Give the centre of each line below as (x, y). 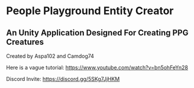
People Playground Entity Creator (90, 11)
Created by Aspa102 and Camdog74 (50, 56)
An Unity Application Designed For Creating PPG (97, 33)
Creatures (25, 42)
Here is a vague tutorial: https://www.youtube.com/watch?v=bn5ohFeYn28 (97, 67)
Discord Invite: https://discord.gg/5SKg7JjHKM (63, 79)
